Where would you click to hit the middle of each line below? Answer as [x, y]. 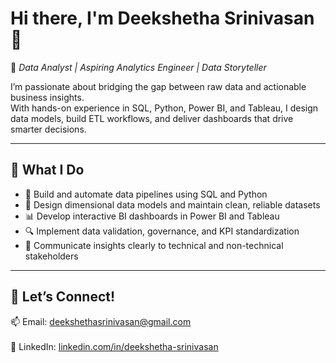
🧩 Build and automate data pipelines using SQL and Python [146, 194]
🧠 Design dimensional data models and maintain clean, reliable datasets [172, 204]
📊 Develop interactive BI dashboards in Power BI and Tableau [152, 216]
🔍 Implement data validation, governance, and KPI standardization [162, 231]
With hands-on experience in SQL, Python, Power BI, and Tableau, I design [164, 108]
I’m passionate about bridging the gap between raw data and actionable [158, 86]
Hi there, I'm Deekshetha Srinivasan [162, 18]
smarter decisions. [48, 129]
